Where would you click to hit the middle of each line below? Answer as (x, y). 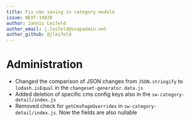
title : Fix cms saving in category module (61, 12)
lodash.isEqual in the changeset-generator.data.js (79, 88)
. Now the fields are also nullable (97, 112)
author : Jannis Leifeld (36, 23)
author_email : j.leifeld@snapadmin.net (57, 29)
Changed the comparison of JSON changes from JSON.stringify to (99, 81)
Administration (44, 65)
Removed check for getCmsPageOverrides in (69, 106)
